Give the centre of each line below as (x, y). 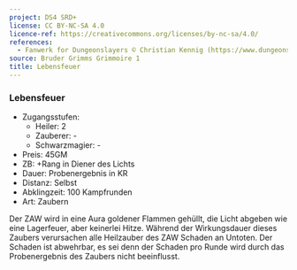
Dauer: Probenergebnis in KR (75, 174)
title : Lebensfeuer (45, 67)
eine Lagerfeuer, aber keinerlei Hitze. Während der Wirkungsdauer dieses (143, 228)
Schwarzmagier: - (68, 145)
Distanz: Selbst (49, 183)
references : (31, 42)
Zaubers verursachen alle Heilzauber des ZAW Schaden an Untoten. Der (141, 238)
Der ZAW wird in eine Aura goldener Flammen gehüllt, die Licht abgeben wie (148, 219)
